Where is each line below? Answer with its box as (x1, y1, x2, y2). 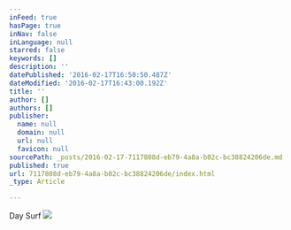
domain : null (17, 128, 65, 137)
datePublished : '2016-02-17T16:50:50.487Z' (9, 71, 172, 80)
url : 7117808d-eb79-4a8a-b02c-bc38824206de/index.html (9, 169, 216, 178)
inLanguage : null (9, 37, 73, 47)
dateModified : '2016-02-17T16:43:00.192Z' (9, 79, 168, 88)
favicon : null (17, 144, 69, 153)
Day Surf (9, 211, 42, 221)
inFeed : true (9, 12, 57, 22)
